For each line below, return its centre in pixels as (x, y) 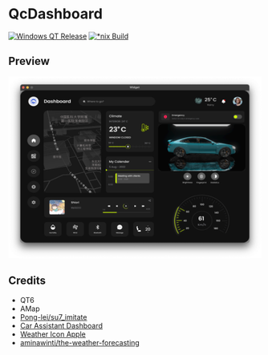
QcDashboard (55, 14)
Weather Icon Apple (53, 334)
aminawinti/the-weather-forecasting (80, 342)
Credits (27, 281)
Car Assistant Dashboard (61, 325)
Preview (29, 61)
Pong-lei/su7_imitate (53, 317)
